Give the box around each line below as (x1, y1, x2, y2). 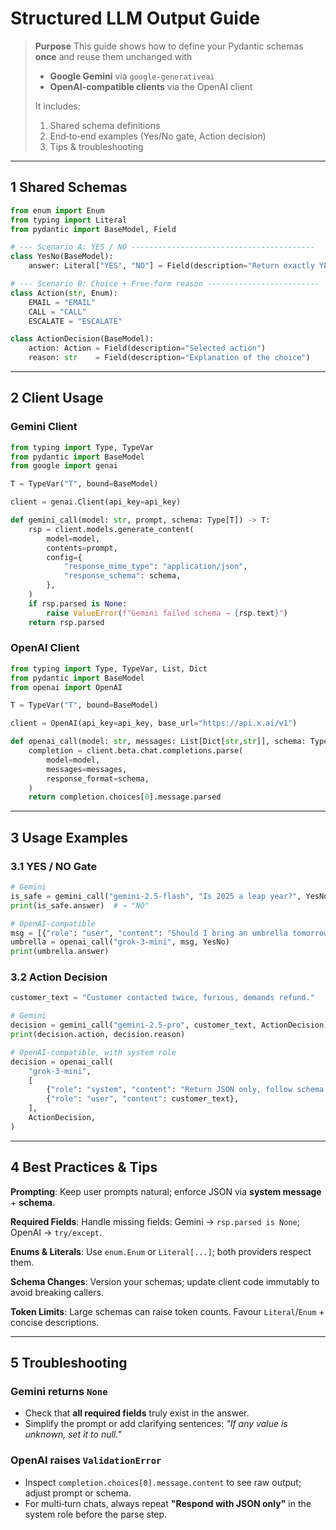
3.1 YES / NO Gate (10, 859, 98, 873)
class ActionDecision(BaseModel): (10, 334, 155, 344)
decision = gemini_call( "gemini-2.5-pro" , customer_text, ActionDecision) (10, 1020, 329, 1031)
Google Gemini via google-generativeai (49, 70, 215, 82)
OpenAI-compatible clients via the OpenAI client (49, 80, 253, 92)
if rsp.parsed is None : (28, 598, 128, 609)
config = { (46, 552, 83, 562)
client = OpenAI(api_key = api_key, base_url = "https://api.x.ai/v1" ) (10, 718, 298, 729)
